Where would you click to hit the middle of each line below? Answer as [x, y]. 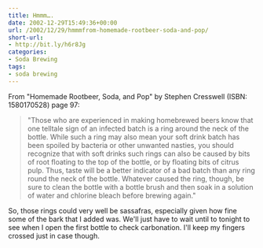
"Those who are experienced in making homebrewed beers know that [140, 120]
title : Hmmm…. [31, 15]
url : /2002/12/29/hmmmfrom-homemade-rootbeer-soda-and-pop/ [109, 30]
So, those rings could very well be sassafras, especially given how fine [122, 210]
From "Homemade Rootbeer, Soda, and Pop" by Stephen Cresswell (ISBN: [128, 96]
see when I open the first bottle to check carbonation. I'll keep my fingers [127, 227]
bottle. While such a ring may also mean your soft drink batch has [133, 137]
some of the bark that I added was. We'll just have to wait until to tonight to [129, 219]
